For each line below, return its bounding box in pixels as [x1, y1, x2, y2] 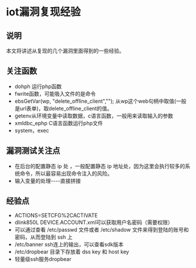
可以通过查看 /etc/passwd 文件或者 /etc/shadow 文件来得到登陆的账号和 [14, 226, 189, 233]
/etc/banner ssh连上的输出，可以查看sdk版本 [14, 241, 124, 248]
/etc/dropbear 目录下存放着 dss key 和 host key [14, 248, 129, 256]
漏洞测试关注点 [6, 146, 60, 156]
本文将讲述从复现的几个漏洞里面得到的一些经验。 [6, 48, 124, 54]
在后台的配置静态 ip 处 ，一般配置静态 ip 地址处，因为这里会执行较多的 [14, 162, 185, 169]
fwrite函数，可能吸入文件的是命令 [14, 90, 96, 97]
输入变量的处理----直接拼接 [14, 177, 81, 184]
